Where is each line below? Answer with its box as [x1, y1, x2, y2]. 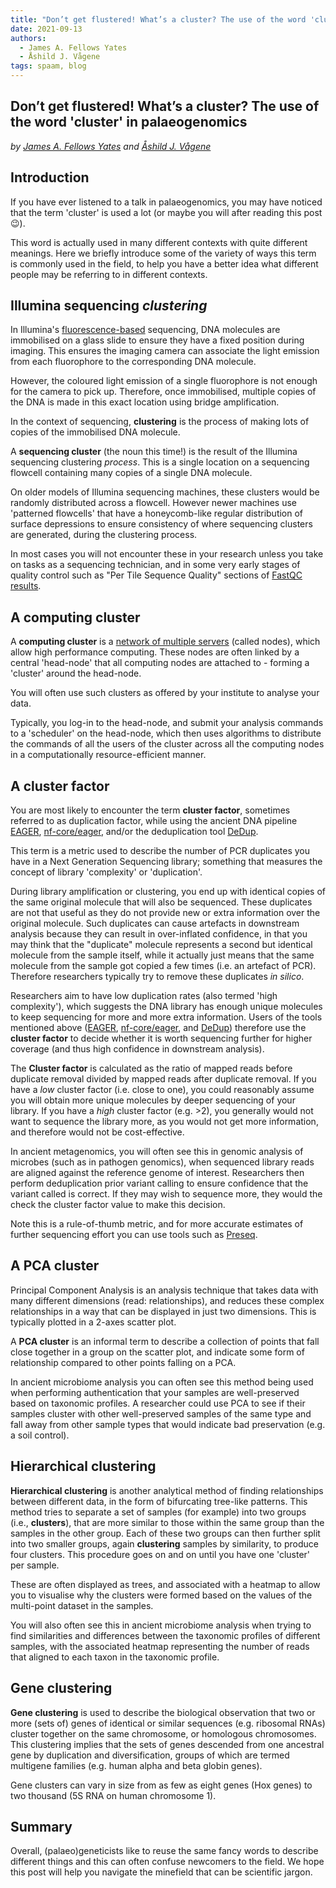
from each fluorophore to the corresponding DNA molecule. [10, 356, 257, 368]
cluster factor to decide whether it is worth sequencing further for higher [10, 1032, 313, 1045]
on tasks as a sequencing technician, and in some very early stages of [10, 559, 301, 571]
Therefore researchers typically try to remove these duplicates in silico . [10, 971, 305, 983]
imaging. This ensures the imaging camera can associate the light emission [10, 345, 320, 357]
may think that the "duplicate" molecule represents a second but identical [10, 939, 313, 951]
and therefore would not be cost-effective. [10, 1126, 185, 1138]
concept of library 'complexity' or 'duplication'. [10, 866, 203, 878]
